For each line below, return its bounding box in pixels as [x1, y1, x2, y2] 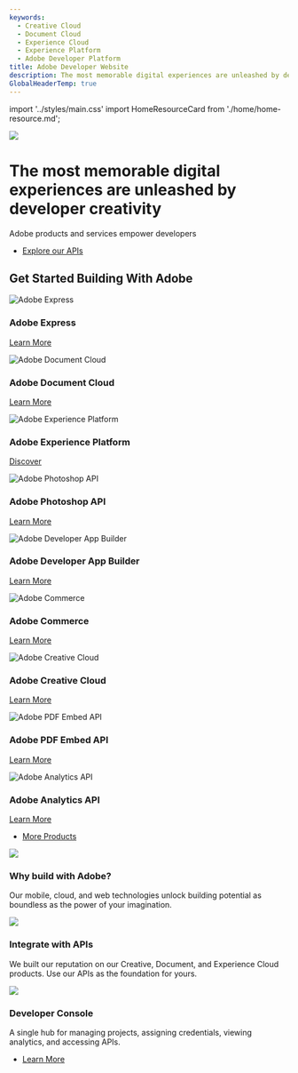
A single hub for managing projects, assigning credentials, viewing [9, 1027, 253, 1037]
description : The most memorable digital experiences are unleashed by [9, 71, 279, 80]
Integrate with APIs [9, 939, 94, 951]
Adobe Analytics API [9, 793, 100, 805]
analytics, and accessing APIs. [9, 1037, 122, 1047]
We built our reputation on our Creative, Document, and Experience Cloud [9, 958, 279, 969]
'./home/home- [226, 103, 282, 114]
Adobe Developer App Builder [9, 555, 140, 567]
